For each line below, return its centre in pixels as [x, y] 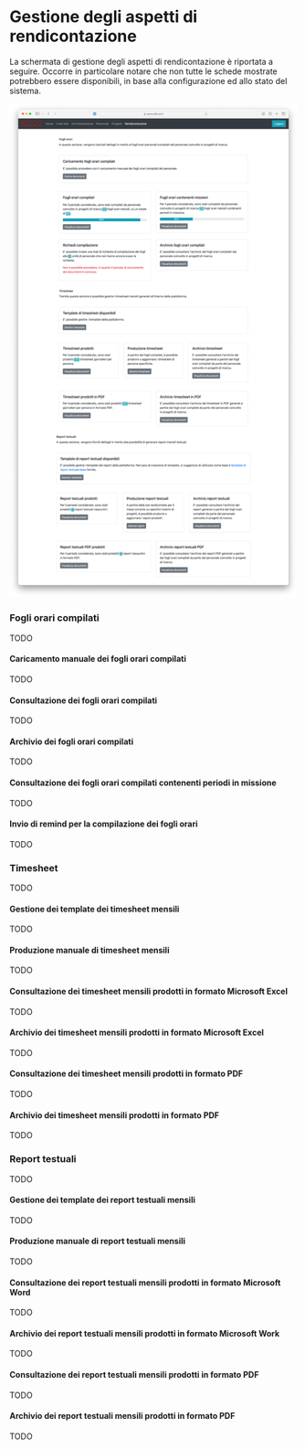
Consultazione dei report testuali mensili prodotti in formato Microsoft [145, 1283]
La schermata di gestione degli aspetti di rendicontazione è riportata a [142, 61]
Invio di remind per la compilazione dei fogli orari [104, 824]
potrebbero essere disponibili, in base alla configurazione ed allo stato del [148, 80]
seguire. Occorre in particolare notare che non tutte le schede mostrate [144, 71]
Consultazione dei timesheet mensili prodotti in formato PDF [126, 1074]
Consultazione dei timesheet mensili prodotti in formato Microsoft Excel [148, 991]
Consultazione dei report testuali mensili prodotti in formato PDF [134, 1374]
